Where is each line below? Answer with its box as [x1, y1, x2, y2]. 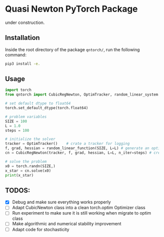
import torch [5, 88, 32, 93]
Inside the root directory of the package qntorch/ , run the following [5, 46, 140, 52]
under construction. [5, 20, 45, 25]
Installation [5, 34, 40, 42]
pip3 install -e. [5, 61, 41, 66]
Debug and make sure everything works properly [12, 199, 111, 205]
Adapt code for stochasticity [12, 226, 70, 232]
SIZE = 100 [5, 118, 27, 124]
